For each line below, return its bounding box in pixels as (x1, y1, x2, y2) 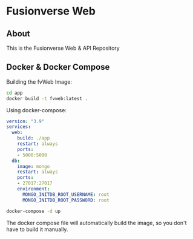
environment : (17, 186, 50, 192)
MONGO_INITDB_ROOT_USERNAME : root (22, 191, 110, 198)
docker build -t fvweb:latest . (6, 95, 88, 101)
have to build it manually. (6, 226, 68, 233)
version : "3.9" (6, 118, 45, 124)
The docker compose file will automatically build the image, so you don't (6, 219, 187, 226)
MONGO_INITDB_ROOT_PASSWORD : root (22, 197, 110, 203)
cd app (6, 90, 23, 96)
